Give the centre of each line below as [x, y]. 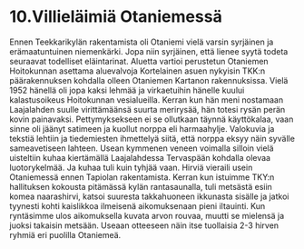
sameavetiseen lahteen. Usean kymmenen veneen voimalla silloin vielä [142, 148]
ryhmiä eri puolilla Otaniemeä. [65, 234]
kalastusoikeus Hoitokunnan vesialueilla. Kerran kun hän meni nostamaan [147, 100]
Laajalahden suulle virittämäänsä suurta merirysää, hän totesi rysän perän [147, 109]
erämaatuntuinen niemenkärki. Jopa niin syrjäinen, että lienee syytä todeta [149, 51]
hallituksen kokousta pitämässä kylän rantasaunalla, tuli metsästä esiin [141, 186]
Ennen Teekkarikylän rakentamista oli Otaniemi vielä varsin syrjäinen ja [142, 42]
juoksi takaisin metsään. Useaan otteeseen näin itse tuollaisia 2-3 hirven [144, 225]
